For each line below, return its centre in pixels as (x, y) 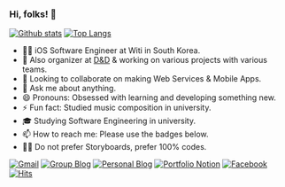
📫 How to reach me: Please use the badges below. (115, 134)
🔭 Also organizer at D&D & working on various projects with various (145, 60)
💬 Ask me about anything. (69, 89)
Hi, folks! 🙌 (33, 14)
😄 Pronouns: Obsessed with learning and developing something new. (149, 97)
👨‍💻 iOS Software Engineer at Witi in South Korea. (111, 51)
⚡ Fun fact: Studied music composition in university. (116, 108)
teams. (35, 69)
